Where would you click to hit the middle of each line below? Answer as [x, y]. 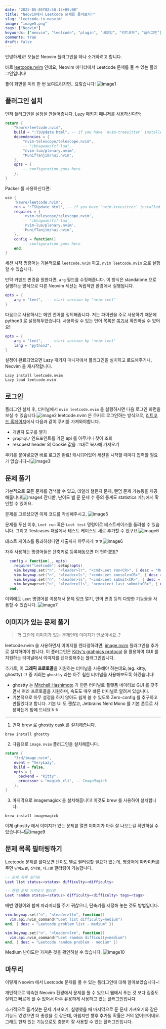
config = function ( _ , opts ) [39, 561]
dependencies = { [32, 137]
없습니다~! [20, 461]
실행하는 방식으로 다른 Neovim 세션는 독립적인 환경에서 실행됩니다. [70, 286]
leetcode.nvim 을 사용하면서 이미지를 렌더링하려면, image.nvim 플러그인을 [77, 645]
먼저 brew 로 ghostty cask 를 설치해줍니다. [54, 725]
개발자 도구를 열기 [29, 432]
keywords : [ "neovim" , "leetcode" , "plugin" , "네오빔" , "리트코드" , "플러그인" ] [83, 33]
